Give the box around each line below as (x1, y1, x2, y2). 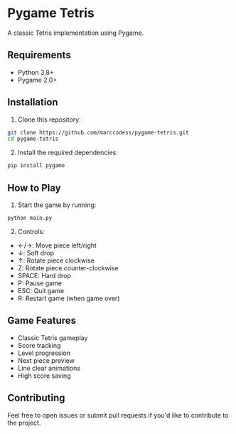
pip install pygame (7, 162, 65, 169)
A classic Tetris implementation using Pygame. (7, 28, 144, 37)
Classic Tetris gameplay (17, 333, 88, 342)
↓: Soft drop (17, 248, 55, 257)
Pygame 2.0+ (17, 75, 58, 84)
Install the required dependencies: (17, 148, 119, 157)
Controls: (17, 227, 45, 235)
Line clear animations (17, 364, 80, 372)
